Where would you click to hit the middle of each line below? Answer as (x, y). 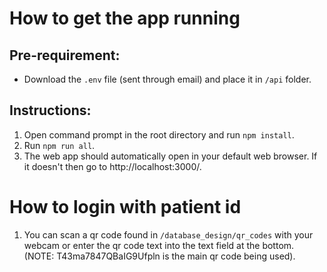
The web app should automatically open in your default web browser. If (170, 156)
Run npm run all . (59, 145)
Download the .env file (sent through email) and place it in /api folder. (167, 79)
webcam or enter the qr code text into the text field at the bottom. (159, 245)
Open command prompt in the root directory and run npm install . (159, 134)
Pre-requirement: (65, 55)
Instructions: (50, 110)
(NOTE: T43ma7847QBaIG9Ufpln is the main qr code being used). (159, 256)
